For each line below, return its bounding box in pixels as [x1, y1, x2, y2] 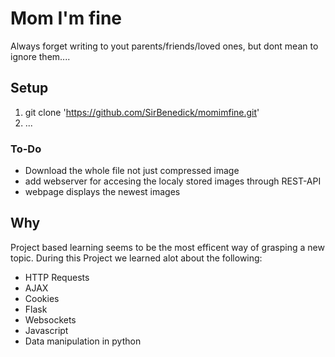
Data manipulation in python [24, 335, 142, 347]
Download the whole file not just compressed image [24, 165, 240, 177]
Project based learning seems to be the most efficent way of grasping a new [10, 241, 325, 253]
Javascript [24, 324, 69, 336]
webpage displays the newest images [24, 186, 181, 198]
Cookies [24, 292, 60, 304]
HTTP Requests [24, 271, 90, 283]
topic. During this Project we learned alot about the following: [10, 252, 263, 264]
